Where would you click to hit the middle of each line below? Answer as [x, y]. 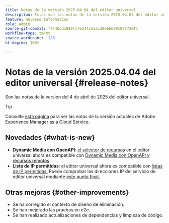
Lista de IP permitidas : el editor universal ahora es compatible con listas [88, 166]
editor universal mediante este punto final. [56, 177]
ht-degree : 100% [22, 43]
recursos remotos [31, 160]
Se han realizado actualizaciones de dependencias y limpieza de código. [88, 215]
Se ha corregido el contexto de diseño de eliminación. [68, 204]
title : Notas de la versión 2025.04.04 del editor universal [71, 10]
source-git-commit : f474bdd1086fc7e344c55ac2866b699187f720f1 [72, 29]
